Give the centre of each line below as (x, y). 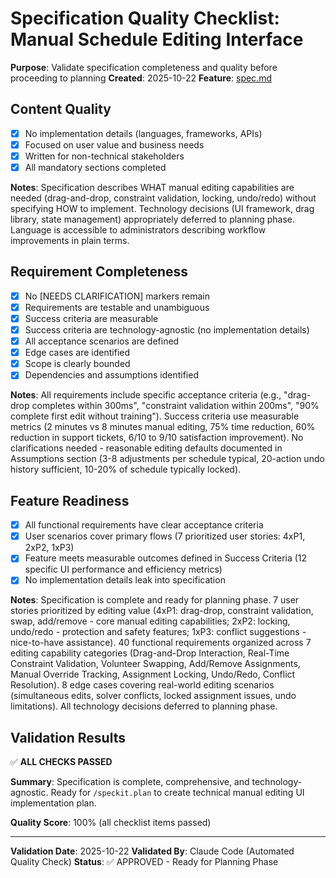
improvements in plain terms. (70, 240)
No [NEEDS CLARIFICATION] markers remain (117, 296)
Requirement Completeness (99, 272)
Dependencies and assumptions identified (111, 375)
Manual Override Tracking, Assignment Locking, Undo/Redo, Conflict (153, 674)
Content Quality (61, 109)
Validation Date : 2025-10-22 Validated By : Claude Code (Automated (152, 851)
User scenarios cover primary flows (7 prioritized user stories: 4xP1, (165, 536)
